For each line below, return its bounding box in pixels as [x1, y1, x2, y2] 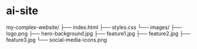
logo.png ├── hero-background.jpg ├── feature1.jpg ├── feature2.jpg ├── [6, 30, 191, 37]
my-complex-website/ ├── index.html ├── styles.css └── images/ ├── [6, 24, 182, 31]
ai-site [6, 4, 38, 18]
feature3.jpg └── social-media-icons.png [6, 36, 107, 43]
